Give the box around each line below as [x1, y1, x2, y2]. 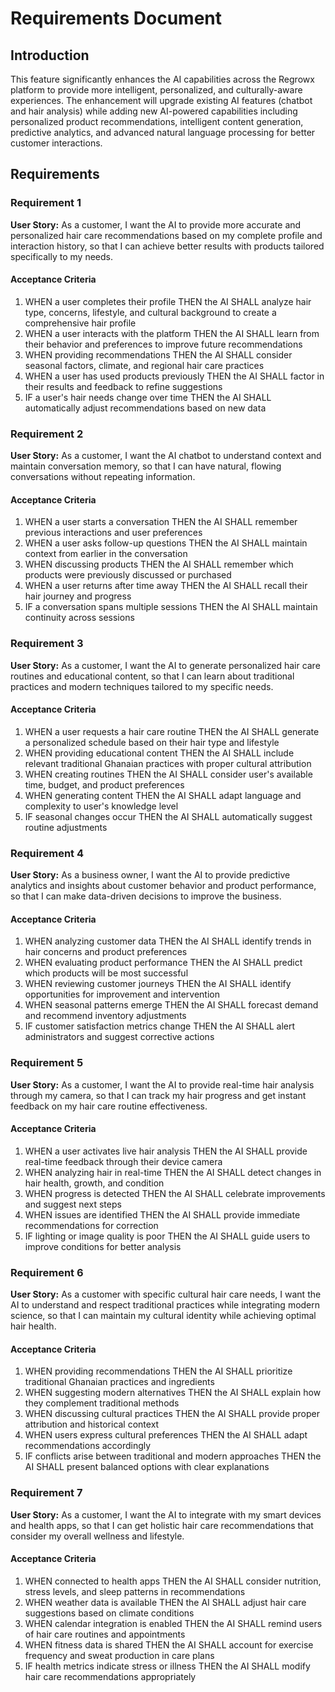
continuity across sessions [24, 612, 135, 624]
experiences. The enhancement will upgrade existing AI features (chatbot [10, 95, 313, 106]
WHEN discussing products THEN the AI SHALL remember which [24, 558, 294, 571]
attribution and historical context [24, 1418, 160, 1431]
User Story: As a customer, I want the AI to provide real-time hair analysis [10, 1078, 315, 1091]
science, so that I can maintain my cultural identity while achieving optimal [10, 1310, 317, 1322]
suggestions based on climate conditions [24, 1607, 195, 1619]
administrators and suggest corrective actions [24, 1031, 215, 1043]
